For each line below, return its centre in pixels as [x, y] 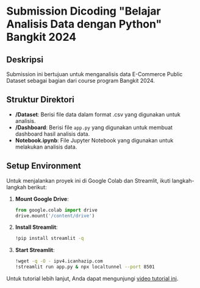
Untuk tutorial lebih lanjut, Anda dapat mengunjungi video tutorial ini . [92, 279]
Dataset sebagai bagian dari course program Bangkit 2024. [81, 81]
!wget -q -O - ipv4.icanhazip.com [59, 261]
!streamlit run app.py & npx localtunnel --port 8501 [85, 267]
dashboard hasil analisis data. [52, 134]
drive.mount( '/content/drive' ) [55, 216]
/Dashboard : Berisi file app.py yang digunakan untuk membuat [94, 127]
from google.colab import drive [56, 210]
